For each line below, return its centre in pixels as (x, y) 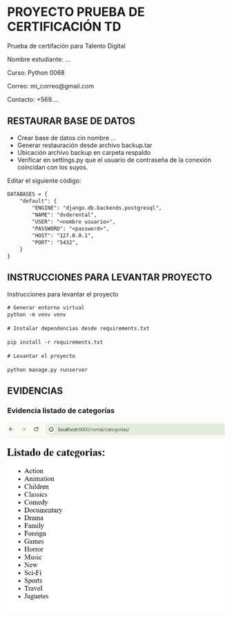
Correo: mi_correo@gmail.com (51, 86)
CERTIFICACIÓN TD (64, 27)
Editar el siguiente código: (44, 180)
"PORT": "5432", (55, 243)
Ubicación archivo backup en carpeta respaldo (84, 152)
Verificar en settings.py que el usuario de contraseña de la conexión (114, 160)
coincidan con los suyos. (52, 167)
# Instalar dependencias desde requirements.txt (78, 328)
